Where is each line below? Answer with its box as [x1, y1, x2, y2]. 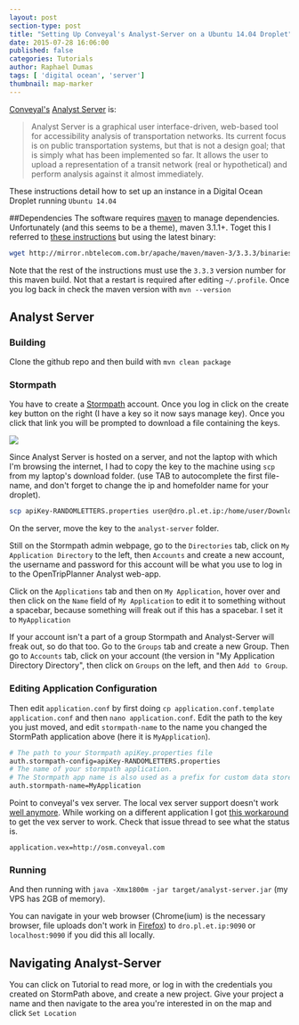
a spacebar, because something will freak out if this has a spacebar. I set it [9, 605, 283, 616]
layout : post [9, 12, 58, 22]
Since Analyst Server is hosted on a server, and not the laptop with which [9, 452, 278, 463]
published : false [9, 46, 74, 55]
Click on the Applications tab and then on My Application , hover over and [9, 586, 280, 597]
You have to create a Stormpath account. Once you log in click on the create [9, 398, 289, 410]
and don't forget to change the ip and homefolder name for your [34, 480, 269, 491]
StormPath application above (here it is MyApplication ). [9, 731, 211, 742]
